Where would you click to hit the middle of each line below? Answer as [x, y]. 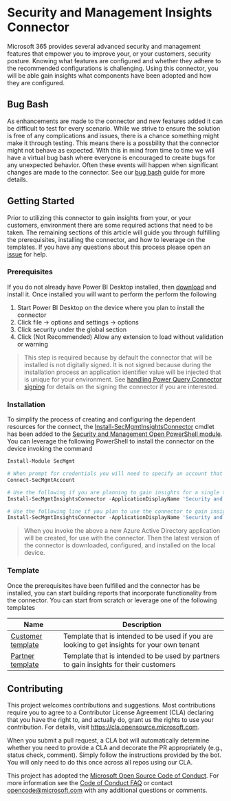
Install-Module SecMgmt [41, 461]
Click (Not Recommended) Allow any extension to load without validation [120, 337]
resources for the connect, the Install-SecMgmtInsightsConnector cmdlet [111, 427]
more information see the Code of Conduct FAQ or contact [90, 783]
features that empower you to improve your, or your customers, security [109, 54]
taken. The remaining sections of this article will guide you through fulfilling [113, 232]
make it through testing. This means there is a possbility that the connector [113, 143]
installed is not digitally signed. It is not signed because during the [118, 364]
